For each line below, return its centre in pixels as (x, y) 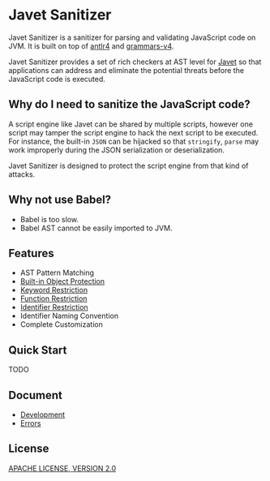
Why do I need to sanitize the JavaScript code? (129, 104)
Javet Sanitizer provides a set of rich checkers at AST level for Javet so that (135, 62)
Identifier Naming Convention (69, 316)
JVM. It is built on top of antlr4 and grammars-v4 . (91, 45)
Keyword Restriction (54, 290)
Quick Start (38, 350)
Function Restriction (54, 298)
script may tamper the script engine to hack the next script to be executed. (133, 132)
